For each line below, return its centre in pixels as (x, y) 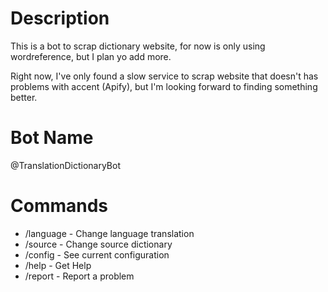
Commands (59, 206)
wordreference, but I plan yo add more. (91, 56)
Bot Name (52, 138)
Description (60, 18)
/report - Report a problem (79, 276)
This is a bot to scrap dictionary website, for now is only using (138, 46)
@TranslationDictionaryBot (65, 165)
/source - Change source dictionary (98, 244)
